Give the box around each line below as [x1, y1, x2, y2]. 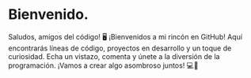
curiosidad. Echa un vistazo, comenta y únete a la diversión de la [8, 51, 220, 61]
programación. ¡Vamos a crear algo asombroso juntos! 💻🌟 [8, 61, 199, 70]
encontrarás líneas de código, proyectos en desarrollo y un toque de [8, 43, 232, 53]
